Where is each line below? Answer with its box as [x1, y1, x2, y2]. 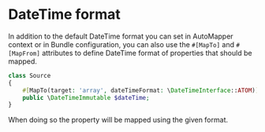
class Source [8, 71, 51, 79]
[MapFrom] [8, 49, 41, 57]
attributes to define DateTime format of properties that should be [42, 48, 252, 57]
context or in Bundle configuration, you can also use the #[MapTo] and [8, 39, 235, 49]
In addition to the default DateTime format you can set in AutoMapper [8, 31, 234, 41]
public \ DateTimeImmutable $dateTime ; [22, 93, 150, 101]
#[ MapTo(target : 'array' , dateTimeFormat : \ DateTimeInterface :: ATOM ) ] [22, 86, 259, 94]
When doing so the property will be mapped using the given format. [8, 115, 229, 125]
